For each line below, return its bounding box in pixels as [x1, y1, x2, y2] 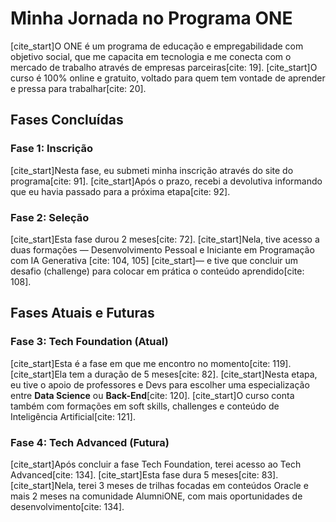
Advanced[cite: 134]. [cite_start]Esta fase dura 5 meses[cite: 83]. [10, 468, 279, 481]
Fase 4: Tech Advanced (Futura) [10, 435, 170, 449]
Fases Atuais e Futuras [10, 305, 155, 322]
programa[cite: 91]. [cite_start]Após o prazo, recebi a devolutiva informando [10, 175, 323, 187]
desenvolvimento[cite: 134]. [10, 500, 125, 512]
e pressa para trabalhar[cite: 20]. [10, 82, 147, 94]
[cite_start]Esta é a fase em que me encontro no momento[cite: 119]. [10, 357, 292, 369]
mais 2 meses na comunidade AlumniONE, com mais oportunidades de [10, 490, 303, 502]
